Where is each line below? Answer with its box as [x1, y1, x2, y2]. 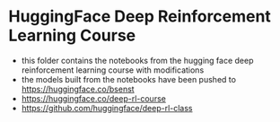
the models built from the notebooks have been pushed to [21, 74, 237, 84]
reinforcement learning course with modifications [21, 65, 205, 75]
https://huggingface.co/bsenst [21, 83, 136, 94]
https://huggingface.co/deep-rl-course [21, 92, 167, 104]
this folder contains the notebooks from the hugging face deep [21, 55, 254, 65]
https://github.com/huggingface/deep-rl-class [21, 102, 194, 113]
